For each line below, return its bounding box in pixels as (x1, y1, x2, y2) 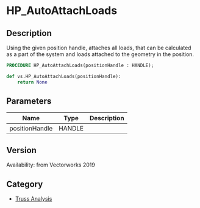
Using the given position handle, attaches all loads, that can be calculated (6, 44, 191, 51)
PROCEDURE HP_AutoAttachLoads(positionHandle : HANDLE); (6, 62, 154, 68)
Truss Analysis (15, 195, 52, 203)
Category (6, 179, 43, 189)
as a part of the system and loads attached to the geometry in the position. (6, 51, 194, 58)
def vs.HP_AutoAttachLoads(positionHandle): (6, 73, 121, 79)
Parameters (6, 96, 52, 107)
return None (17, 79, 48, 85)
